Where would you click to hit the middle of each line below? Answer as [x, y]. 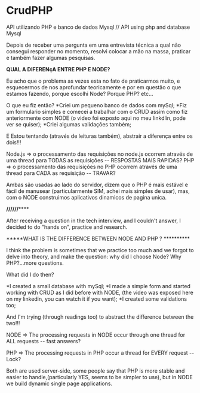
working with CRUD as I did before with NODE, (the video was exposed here [100, 292]
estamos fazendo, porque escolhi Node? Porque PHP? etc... [80, 93]
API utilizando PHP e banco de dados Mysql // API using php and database [98, 27]
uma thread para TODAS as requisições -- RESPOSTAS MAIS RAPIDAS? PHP [100, 160]
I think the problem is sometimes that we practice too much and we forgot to [100, 250]
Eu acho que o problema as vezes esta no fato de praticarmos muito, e [93, 81]
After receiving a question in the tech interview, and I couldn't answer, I [93, 220]
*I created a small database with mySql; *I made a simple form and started [99, 286]
